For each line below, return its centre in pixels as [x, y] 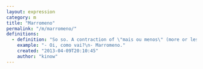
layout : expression [31, 12]
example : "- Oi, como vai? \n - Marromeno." [71, 46]
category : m [21, 17]
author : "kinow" [38, 56]
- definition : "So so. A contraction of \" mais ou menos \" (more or [100, 40]
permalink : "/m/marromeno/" [42, 28]
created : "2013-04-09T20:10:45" [58, 51]
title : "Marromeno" [31, 23]
